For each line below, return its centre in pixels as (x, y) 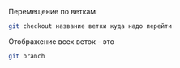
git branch (27, 56)
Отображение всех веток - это (62, 41)
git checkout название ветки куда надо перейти (90, 26)
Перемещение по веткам (52, 12)
